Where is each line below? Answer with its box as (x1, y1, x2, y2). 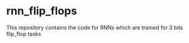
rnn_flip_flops (6, 4, 78, 18)
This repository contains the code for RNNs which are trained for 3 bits (6, 24, 184, 31)
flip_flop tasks (6, 30, 41, 37)
